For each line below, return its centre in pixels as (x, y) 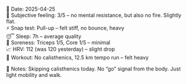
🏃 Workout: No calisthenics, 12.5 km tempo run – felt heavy (77, 57)
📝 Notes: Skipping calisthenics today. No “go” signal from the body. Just (93, 69)
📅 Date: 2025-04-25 (31, 9)
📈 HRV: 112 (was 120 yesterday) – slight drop (61, 49)
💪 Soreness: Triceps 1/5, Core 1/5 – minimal (58, 43)
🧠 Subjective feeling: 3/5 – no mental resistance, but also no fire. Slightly (94, 15)
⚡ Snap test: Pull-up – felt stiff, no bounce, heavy (65, 28)
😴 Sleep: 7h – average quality (44, 36)
